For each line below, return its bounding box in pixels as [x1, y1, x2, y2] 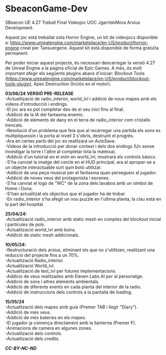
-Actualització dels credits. [5, 336, 60, 342]
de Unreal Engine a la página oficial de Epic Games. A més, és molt [5, 65, 142, 71]
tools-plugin [5, 80, 30, 87]
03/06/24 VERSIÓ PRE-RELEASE [5, 90, 74, 96]
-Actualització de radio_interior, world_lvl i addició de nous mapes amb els [5, 95, 157, 102]
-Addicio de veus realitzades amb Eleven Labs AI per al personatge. [5, 273, 144, 279]
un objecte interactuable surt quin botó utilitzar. [5, 164, 102, 170]
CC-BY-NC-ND [5, 345, 37, 351]
